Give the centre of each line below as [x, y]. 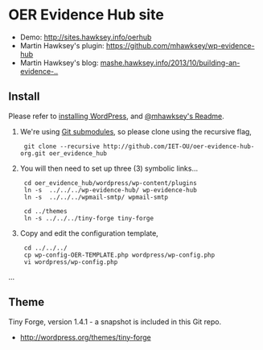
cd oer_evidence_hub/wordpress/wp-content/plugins [110, 183]
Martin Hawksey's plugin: [62, 45]
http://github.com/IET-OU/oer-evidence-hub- [179, 146]
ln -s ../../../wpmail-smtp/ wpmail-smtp [96, 197]
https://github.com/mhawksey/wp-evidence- [180, 45]
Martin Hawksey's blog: [59, 63]
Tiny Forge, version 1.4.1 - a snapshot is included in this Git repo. [115, 321]
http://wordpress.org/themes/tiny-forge [85, 337]
